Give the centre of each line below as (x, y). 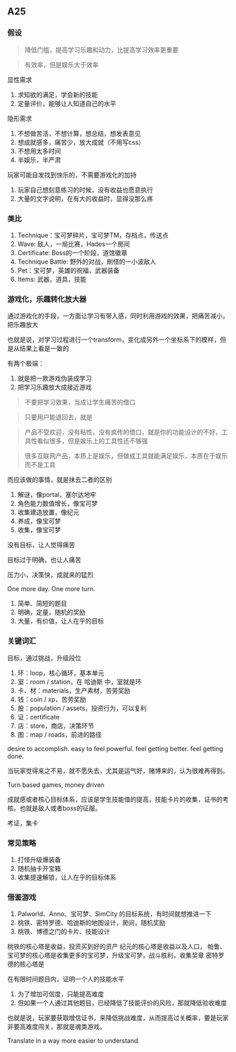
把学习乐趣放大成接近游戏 (54, 388)
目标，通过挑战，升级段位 (44, 657)
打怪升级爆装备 (39, 860)
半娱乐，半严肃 (39, 160)
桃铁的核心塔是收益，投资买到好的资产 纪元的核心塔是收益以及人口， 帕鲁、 (117, 946)
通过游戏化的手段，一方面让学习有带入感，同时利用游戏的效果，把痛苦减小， (118, 316)
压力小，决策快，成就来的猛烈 (50, 575)
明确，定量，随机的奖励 (51, 612)
